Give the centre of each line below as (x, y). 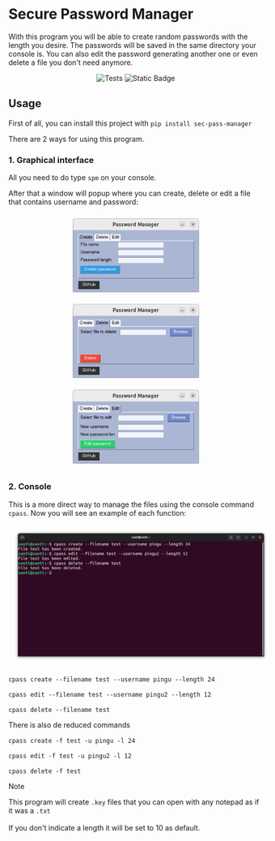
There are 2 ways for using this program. (76, 139)
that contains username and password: (74, 202)
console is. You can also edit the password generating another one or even (133, 54)
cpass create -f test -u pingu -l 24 (72, 741)
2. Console (30, 487)
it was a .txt (30, 811)
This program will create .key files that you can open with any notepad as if (134, 802)
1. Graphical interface (51, 160)
